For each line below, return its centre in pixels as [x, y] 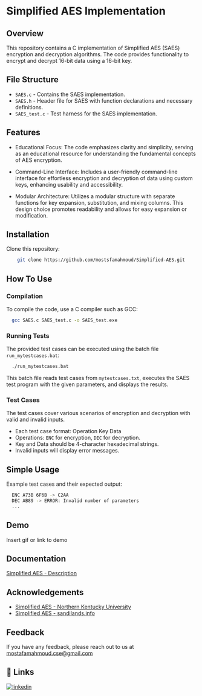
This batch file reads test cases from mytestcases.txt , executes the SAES [98, 378]
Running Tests [28, 335]
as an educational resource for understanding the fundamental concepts [106, 153]
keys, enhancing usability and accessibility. [69, 184]
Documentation [36, 559]
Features [23, 133]
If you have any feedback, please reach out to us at [70, 647]
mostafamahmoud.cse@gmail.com [50, 653]
